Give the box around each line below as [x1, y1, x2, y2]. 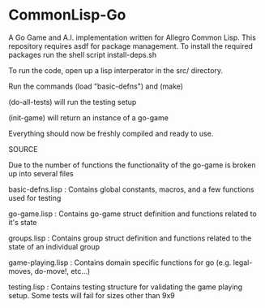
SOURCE [8, 144, 38, 154]
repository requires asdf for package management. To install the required [8, 41, 254, 50]
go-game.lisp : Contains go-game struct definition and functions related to [8, 209, 257, 219]
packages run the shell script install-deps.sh [8, 50, 156, 59]
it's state [8, 217, 37, 227]
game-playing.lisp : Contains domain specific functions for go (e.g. [8, 258, 232, 267]
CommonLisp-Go [8, 6, 126, 24]
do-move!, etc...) [34, 266, 91, 275]
